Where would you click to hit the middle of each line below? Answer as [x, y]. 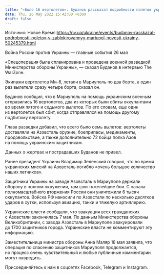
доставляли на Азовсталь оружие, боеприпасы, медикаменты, [71, 132]
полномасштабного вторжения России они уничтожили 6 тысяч [72, 192]
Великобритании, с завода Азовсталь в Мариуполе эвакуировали [74, 222]
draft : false [18, 19]
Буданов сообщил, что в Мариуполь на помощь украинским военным [78, 97]
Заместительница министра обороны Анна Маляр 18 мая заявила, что [79, 242]
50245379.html [20, 43]
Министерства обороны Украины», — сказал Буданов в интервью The [79, 67]
